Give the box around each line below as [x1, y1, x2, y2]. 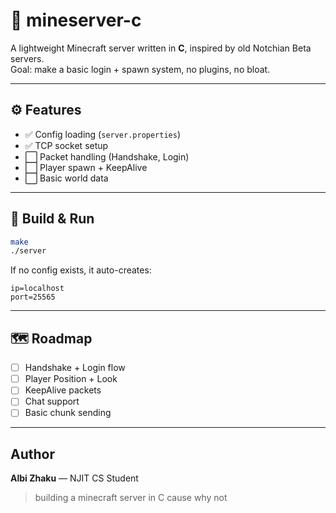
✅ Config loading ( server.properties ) [24, 128, 182, 140]
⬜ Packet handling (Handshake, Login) [24, 150, 190, 163]
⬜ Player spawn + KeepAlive [24, 161, 148, 173]
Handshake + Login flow [24, 362, 126, 374]
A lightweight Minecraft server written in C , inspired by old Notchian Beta [10, 42, 312, 54]
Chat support [24, 395, 80, 408]
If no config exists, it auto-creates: [10, 264, 152, 276]
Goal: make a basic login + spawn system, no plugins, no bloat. [10, 63, 271, 75]
